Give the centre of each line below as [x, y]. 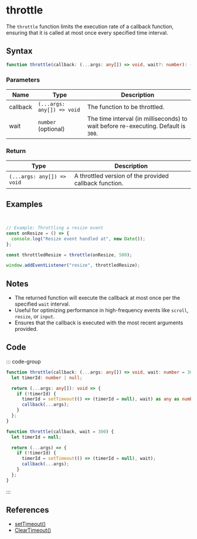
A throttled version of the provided [121, 176]
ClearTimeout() [33, 530]
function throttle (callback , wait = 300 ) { [60, 432]
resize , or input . [35, 317]
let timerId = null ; [36, 437]
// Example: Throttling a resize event [55, 228]
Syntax [19, 51]
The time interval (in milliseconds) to [137, 118]
